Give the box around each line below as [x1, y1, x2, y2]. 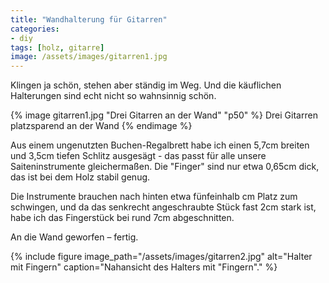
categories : [10, 24, 60, 34]
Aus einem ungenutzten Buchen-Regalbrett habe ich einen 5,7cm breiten [10, 139, 310, 151]
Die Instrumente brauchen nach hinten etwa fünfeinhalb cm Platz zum [10, 191, 298, 203]
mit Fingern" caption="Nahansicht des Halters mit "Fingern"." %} [10, 261, 278, 273]
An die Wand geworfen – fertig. [10, 231, 139, 243]
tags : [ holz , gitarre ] [10, 42, 105, 53]
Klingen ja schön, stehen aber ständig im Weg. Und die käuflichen [10, 79, 282, 91]
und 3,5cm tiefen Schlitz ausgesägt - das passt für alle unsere [10, 150, 267, 162]
